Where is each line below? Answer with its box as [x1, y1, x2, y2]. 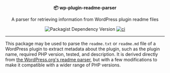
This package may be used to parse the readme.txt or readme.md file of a [5, 41, 156, 46]
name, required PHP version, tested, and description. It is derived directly [5, 51, 158, 57]
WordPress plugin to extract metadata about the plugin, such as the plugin [5, 46, 160, 52]
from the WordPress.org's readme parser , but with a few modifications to [5, 57, 158, 62]
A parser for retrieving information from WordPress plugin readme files [11, 17, 159, 22]
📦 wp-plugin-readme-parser [53, 5, 117, 11]
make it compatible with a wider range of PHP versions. [5, 62, 121, 68]
